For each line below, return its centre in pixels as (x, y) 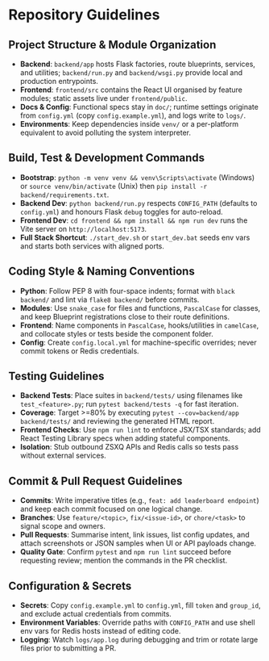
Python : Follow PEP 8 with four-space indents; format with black (127, 291)
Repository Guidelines (84, 15)
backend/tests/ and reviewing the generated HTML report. (117, 421)
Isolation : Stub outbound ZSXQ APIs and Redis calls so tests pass (129, 447)
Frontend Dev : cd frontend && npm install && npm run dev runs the (134, 220)
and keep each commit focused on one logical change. (111, 509)
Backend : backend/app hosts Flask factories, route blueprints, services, (138, 64)
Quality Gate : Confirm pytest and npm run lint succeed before (126, 552)
